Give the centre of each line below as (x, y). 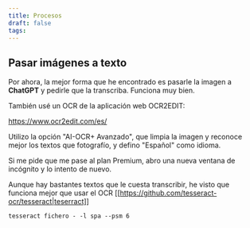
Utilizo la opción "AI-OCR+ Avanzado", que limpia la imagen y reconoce (125, 137)
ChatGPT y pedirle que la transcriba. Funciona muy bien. (102, 90)
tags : (17, 30)
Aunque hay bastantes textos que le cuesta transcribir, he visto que (119, 185)
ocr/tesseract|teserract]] (49, 202)
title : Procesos (35, 16)
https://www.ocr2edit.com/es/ (58, 121)
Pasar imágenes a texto (68, 63)
